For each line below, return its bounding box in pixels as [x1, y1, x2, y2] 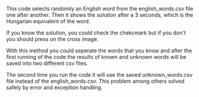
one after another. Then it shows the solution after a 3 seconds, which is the [6, 11, 194, 18]
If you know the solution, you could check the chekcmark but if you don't [6, 29, 186, 36]
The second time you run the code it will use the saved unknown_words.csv [6, 71, 193, 78]
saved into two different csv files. [6, 60, 88, 67]
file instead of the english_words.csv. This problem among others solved [6, 77, 185, 85]
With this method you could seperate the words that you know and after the [6, 47, 192, 54]
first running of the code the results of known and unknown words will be [6, 54, 186, 60]
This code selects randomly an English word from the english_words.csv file [6, 5, 194, 12]
